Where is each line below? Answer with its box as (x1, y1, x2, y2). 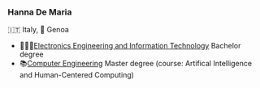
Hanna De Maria (7, 6, 72, 18)
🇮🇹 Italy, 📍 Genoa (7, 25, 70, 35)
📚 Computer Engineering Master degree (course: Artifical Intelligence (19, 59, 253, 69)
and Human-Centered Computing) (19, 70, 135, 80)
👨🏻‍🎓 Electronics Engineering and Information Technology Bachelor (19, 41, 241, 51)
